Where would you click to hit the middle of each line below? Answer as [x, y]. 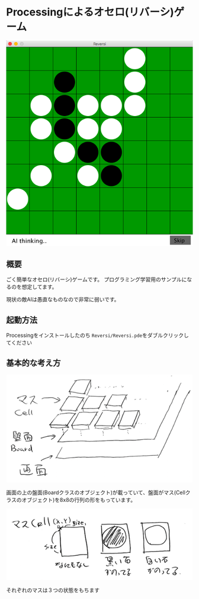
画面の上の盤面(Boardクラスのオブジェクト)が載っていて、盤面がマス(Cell [96, 492]
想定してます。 [39, 287]
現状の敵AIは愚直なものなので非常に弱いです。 [63, 299]
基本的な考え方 [33, 363]
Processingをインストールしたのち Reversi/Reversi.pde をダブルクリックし [98, 335]
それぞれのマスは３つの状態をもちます [53, 590]
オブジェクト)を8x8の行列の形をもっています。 [79, 500]
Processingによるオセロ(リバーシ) [90, 12]
